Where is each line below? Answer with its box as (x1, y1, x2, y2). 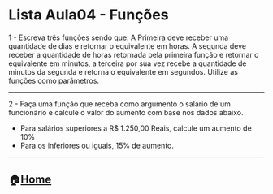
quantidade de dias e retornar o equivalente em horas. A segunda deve (8, 41, 247, 50)
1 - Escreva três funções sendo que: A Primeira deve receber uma (8, 32, 229, 42)
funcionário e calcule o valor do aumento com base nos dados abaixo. (8, 107, 244, 117)
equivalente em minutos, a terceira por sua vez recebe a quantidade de (8, 58, 247, 68)
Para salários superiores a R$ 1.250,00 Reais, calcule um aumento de (19, 123, 252, 133)
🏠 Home (8, 173, 52, 187)
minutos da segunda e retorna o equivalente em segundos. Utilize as (8, 67, 238, 76)
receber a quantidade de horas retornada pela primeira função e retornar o (8, 50, 259, 59)
